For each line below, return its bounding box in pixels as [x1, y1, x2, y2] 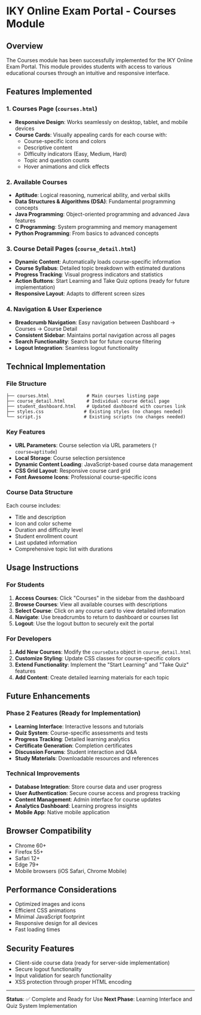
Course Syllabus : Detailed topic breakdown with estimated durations [14, 265, 185, 272]
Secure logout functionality [14, 966, 82, 973]
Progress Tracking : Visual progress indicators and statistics [14, 271, 163, 278]
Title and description [14, 513, 66, 521]
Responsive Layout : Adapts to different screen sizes [14, 290, 145, 297]
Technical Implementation [6, 361, 106, 371]
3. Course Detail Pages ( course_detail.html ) [6, 244, 136, 253]
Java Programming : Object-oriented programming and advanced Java [14, 210, 190, 217]
